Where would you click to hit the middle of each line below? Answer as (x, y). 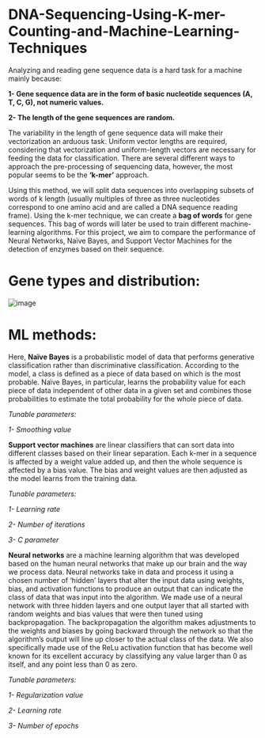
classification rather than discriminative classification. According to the (124, 365)
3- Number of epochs (44, 725)
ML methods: (53, 335)
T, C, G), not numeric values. (56, 102)
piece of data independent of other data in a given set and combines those (130, 390)
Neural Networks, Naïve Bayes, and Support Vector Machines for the (120, 240)
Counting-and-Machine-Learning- (124, 31)
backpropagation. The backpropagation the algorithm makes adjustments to (132, 622)
